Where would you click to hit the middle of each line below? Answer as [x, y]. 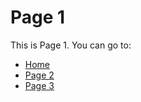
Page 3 [39, 85]
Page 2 [39, 75]
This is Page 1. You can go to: [71, 45]
